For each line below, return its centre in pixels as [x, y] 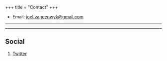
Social [15, 42]
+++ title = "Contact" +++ [32, 7]
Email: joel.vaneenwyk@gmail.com [48, 17]
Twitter [20, 54]
